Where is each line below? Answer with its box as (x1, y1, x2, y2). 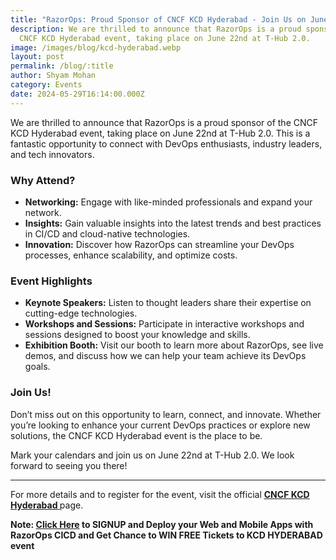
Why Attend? (10, 173, 76, 187)
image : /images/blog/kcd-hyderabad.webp (10, 42, 182, 53)
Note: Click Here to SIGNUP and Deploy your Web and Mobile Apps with (10, 518, 314, 530)
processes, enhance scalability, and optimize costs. (24, 249, 238, 261)
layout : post (10, 52, 65, 62)
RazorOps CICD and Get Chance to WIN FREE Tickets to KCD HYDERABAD (10, 529, 323, 541)
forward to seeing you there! (10, 459, 128, 471)
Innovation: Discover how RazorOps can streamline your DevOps (24, 238, 295, 250)
